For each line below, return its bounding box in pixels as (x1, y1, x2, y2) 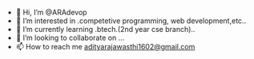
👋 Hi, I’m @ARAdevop (15, 8, 87, 17)
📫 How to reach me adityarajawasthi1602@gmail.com (15, 42, 196, 51)
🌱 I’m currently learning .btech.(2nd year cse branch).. (15, 25, 196, 33)
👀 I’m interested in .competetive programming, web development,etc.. (15, 16, 247, 26)
